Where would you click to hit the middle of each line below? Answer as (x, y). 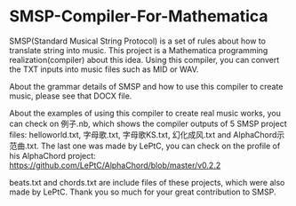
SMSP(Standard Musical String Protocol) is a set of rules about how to (138, 41)
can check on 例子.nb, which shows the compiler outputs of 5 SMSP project (148, 123)
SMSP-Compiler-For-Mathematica (139, 16)
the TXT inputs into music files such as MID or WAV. (104, 69)
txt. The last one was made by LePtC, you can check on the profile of (154, 146)
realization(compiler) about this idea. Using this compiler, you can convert (144, 59)
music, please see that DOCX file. (71, 96)
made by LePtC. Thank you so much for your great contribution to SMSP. (143, 192)
